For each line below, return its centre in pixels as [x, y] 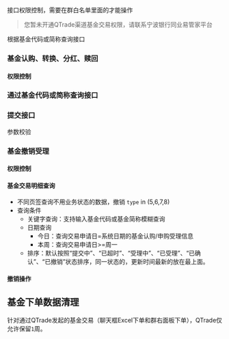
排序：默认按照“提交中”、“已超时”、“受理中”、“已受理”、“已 [111, 253]
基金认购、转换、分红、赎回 [53, 58]
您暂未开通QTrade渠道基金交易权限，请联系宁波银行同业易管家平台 [118, 25]
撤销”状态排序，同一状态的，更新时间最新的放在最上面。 [130, 262]
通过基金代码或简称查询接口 [53, 96]
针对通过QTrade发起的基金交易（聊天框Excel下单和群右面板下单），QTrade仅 [115, 320]
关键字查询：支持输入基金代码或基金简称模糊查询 [96, 219]
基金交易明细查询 [31, 185]
